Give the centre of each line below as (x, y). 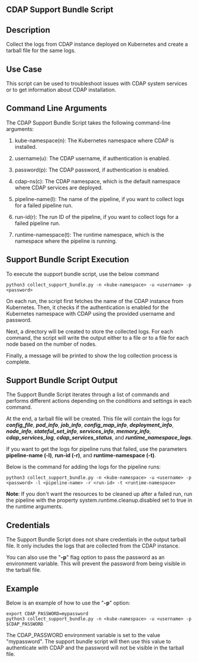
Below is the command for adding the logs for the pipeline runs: (84, 467)
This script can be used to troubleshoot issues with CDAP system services (97, 84)
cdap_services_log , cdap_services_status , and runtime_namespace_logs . (99, 438)
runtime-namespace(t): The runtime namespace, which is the (89, 234)
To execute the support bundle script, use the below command (83, 274)
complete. (18, 362)
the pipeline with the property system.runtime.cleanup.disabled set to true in (99, 500)
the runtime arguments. (35, 507)
